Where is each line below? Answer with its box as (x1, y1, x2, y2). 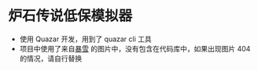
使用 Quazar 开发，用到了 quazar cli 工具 (19, 34, 152, 44)
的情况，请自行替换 (19, 54, 83, 63)
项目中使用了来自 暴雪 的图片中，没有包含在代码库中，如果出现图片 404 (19, 44, 251, 53)
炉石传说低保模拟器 (8, 7, 133, 25)
